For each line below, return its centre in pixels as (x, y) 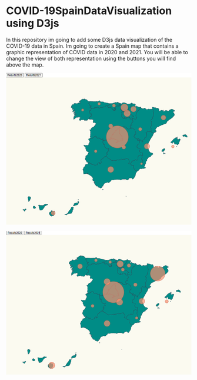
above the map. (25, 65)
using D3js (33, 23)
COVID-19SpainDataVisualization (89, 11)
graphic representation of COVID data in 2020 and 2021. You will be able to (97, 52)
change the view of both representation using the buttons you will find (91, 58)
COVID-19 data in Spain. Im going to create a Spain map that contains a (92, 46)
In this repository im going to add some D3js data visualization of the (89, 39)
